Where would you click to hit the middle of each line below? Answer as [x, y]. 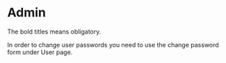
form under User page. [40, 52]
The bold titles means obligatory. [54, 32]
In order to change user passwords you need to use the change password [113, 45]
